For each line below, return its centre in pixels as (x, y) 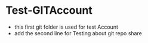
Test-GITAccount (49, 10)
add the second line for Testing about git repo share (78, 33)
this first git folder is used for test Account (66, 27)
